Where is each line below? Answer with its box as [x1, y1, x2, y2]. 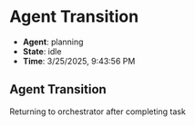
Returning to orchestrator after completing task [9, 106, 187, 117]
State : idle [22, 45, 62, 56]
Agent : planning [22, 36, 84, 47]
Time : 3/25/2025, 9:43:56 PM [22, 55, 136, 66]
